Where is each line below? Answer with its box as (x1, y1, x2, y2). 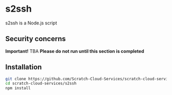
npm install (5, 86, 31, 91)
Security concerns (5, 35, 66, 43)
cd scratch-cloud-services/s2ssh (5, 81, 77, 86)
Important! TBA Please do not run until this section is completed (5, 48, 144, 54)
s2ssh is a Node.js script (5, 20, 57, 26)
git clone (5, 76, 27, 81)
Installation (5, 63, 42, 72)
